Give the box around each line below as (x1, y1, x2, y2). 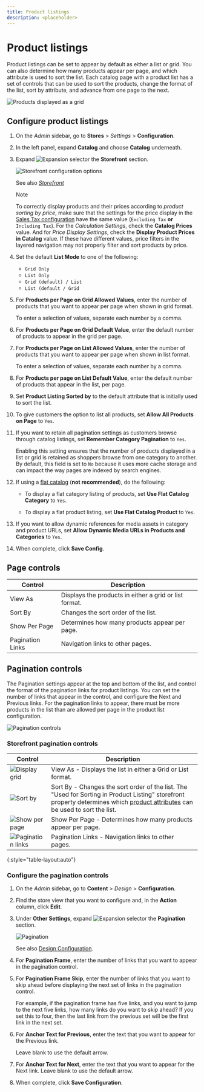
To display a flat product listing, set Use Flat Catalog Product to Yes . (24, 509, 196, 516)
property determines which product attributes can (51, 798, 193, 806)
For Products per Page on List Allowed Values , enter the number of (15, 345, 185, 352)
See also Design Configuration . (15, 945, 94, 952)
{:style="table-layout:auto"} (7, 856, 76, 864)
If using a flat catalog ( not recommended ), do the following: (15, 478, 166, 486)
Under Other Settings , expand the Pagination (15, 915, 186, 922)
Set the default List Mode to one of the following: (15, 253, 139, 261)
